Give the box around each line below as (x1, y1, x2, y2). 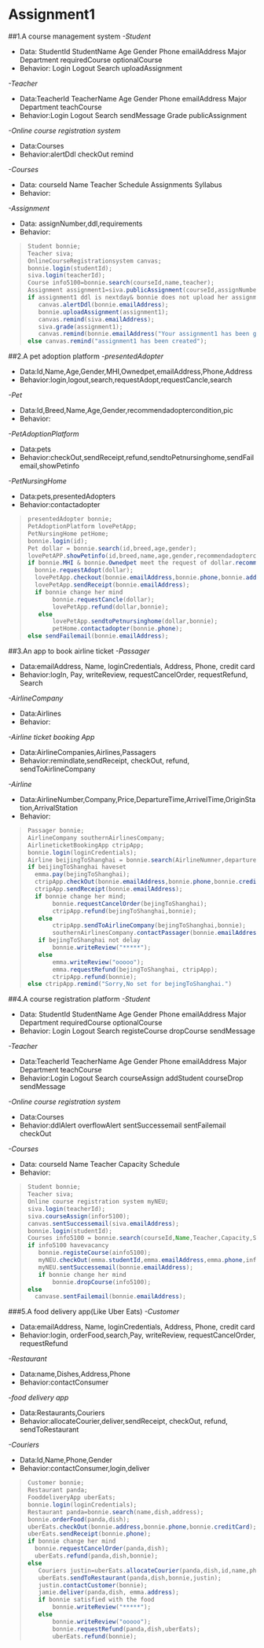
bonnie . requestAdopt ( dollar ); (35, 566, 134, 575)
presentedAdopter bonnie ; (27, 515, 112, 524)
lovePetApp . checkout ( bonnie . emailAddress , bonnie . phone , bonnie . (35, 574, 246, 582)
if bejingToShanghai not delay (38, 936, 141, 944)
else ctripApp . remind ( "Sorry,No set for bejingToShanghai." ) (27, 980, 233, 988)
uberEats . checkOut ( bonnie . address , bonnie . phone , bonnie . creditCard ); (27, 1523, 257, 1531)
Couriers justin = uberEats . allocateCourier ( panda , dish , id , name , (38, 1566, 250, 1574)
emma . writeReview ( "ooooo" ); (52, 958, 145, 966)
